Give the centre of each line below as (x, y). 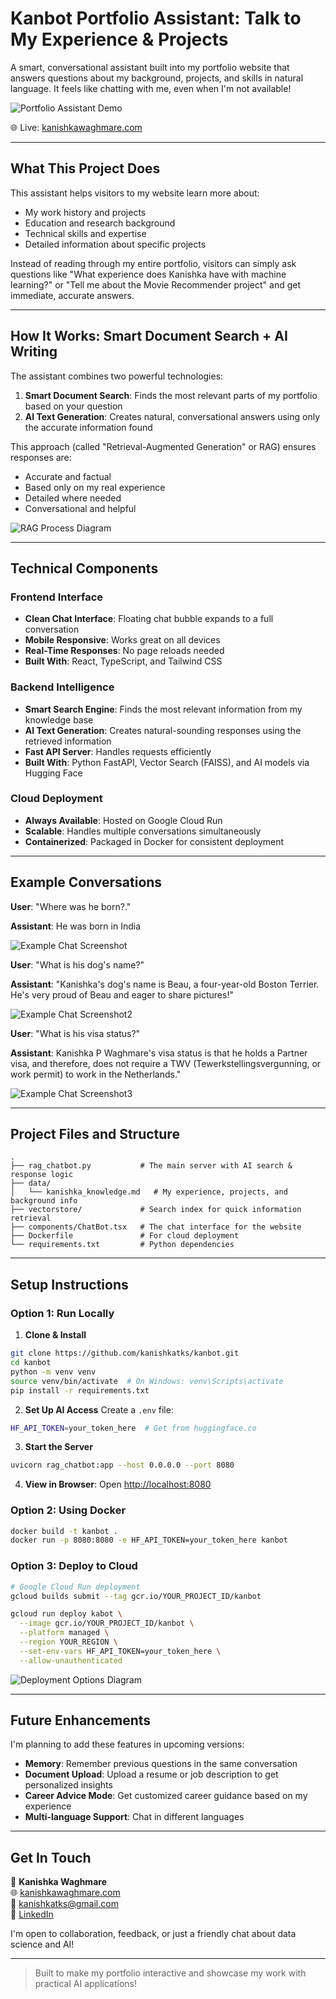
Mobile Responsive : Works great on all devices (122, 640)
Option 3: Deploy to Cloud (74, 1566)
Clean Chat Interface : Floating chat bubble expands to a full (149, 619)
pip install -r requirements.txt (80, 1390)
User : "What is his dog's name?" (77, 964)
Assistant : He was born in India (76, 926)
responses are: (41, 457)
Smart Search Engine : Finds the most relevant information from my (163, 709)
